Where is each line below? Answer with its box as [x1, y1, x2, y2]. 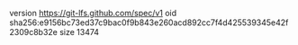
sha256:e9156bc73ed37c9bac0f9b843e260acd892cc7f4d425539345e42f [9, 17, 289, 28]
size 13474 [59, 27, 100, 37]
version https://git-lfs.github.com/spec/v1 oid [9, 8, 177, 18]
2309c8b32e [9, 27, 59, 37]
